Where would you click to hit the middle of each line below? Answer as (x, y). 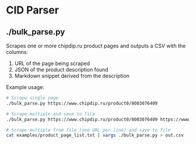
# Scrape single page (32, 98)
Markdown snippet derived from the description (72, 76)
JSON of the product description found (62, 70)
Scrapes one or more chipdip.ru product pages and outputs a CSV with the (96, 46)
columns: (17, 52)
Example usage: (25, 87)
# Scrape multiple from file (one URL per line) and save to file (88, 130)
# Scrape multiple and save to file (50, 114)
